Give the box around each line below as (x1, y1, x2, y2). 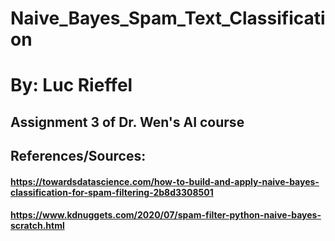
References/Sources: (10, 148, 147, 165)
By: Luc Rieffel (10, 74, 133, 97)
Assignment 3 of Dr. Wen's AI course (10, 113, 245, 131)
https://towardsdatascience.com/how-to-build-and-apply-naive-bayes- (10, 175, 320, 187)
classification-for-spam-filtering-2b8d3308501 (10, 186, 214, 198)
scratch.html (10, 220, 65, 232)
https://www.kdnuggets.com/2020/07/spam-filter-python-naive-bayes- (10, 209, 322, 221)
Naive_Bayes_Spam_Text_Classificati (10, 7, 326, 30)
